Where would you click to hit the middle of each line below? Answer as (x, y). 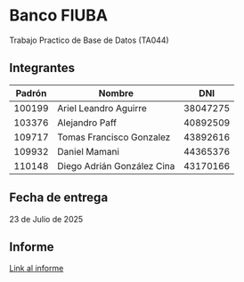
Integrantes (42, 68)
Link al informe (37, 269)
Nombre (116, 93)
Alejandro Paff (87, 123)
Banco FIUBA (59, 16)
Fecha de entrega (59, 198)
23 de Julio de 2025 (46, 219)
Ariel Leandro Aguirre (102, 108)
